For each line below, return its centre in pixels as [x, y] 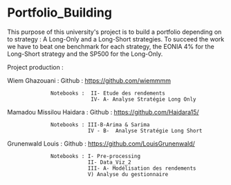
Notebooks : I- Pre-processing [95, 156]
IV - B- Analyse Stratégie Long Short [145, 130]
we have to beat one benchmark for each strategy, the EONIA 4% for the [111, 46]
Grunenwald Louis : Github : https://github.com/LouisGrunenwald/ [101, 144]
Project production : [35, 67]
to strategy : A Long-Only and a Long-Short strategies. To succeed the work [116, 39]
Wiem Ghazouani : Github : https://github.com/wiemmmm [89, 80]
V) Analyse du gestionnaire [128, 174]
